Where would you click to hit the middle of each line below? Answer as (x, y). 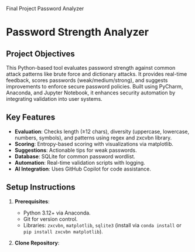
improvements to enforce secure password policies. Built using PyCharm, (95, 86)
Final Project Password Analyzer (45, 8)
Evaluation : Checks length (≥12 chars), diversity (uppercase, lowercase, (102, 131)
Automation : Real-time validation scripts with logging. (80, 162)
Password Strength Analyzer (78, 32)
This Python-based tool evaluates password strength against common (91, 68)
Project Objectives (40, 54)
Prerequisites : (32, 201)
